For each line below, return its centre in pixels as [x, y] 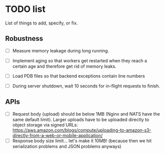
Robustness [24, 39]
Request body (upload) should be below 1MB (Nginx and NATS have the [86, 114]
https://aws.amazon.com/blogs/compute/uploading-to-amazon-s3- [82, 130]
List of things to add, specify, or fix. [42, 23]
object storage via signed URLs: [45, 125]
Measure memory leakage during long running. [61, 50]
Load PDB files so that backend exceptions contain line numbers [79, 76]
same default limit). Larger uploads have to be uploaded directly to [81, 119]
